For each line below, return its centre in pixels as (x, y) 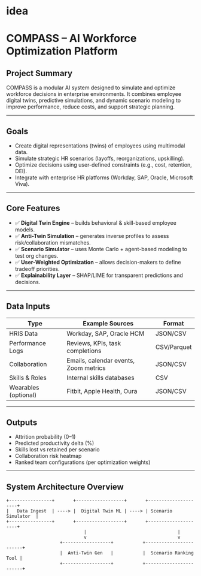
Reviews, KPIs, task (94, 343)
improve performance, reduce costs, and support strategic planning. (91, 107)
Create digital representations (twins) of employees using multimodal (100, 146)
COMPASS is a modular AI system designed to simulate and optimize (91, 88)
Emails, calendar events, (101, 360)
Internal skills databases (100, 378)
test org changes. (36, 255)
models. (25, 230)
